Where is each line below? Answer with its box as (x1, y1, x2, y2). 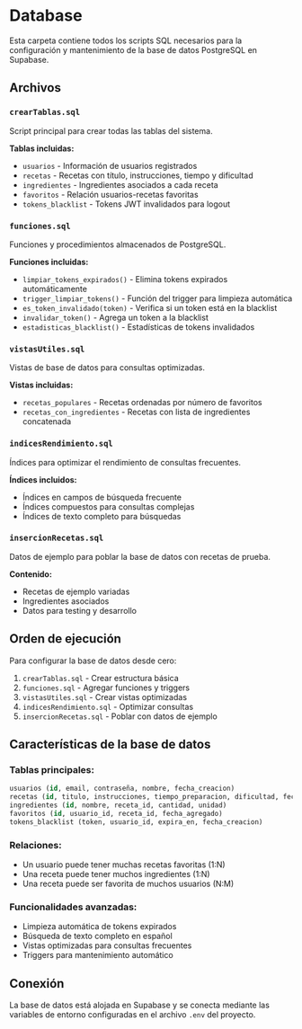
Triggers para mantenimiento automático (22, 950, 173, 961)
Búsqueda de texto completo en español (22, 931, 173, 942)
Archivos (9, 80, 61, 95)
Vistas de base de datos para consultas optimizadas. (9, 362, 205, 373)
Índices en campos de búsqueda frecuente (22, 492, 182, 502)
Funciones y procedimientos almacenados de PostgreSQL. (9, 239, 226, 250)
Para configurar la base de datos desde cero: (9, 655, 177, 666)
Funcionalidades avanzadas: (9, 900, 138, 913)
